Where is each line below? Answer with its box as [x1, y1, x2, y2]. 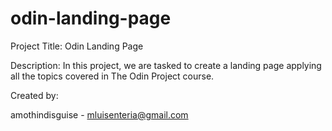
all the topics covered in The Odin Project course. [10, 70, 215, 82]
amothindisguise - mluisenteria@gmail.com [10, 108, 189, 121]
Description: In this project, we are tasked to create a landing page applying [10, 59, 322, 71]
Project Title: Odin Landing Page [10, 40, 144, 52]
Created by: [10, 89, 59, 101]
